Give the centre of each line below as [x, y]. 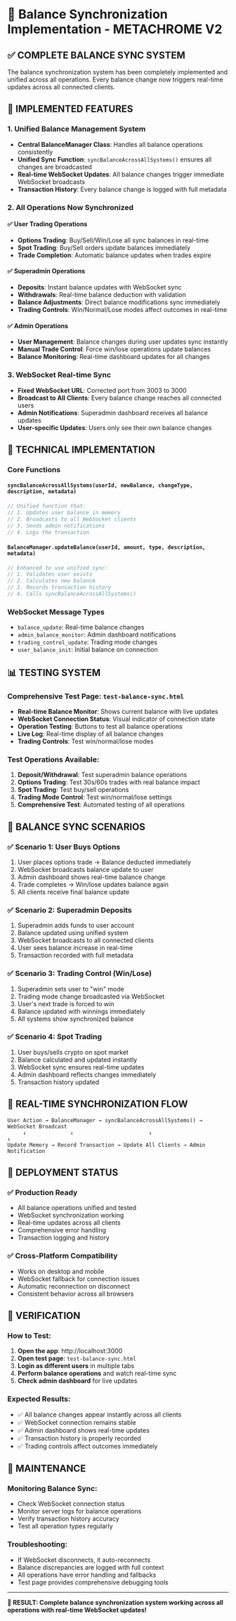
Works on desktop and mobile [61, 1271]
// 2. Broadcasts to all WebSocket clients [72, 519]
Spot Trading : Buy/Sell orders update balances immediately [104, 247]
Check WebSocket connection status [71, 1504]
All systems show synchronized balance [76, 1019]
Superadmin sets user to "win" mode [71, 989]
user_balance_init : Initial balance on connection [87, 650]
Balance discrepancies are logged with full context [91, 1567]
